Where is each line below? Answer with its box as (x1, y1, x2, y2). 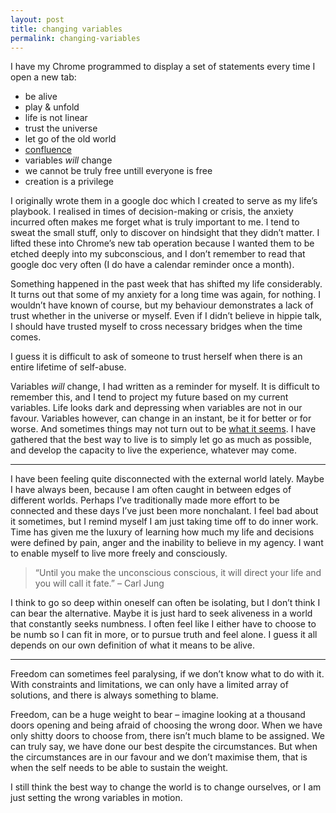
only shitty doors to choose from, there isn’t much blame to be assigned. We (10, 730, 325, 742)
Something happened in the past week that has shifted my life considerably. (10, 278, 323, 290)
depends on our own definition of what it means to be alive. (10, 639, 255, 651)
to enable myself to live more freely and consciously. (10, 547, 228, 560)
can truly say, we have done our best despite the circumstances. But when (10, 741, 318, 753)
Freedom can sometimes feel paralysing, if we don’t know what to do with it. (10, 668, 325, 680)
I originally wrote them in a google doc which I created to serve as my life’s (10, 195, 318, 207)
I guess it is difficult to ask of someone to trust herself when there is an (10, 351, 303, 363)
